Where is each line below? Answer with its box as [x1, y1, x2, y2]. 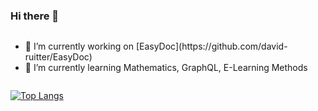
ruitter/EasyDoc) [24, 51, 93, 63]
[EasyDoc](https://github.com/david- [135, 40, 288, 53]
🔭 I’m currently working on [24, 40, 134, 53]
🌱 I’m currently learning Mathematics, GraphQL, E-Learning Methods [24, 62, 308, 74]
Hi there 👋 [10, 9, 60, 23]
